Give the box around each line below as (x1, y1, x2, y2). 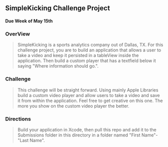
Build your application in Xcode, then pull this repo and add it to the (17, 126, 156, 132)
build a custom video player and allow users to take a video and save (17, 92, 160, 98)
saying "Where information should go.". (17, 63, 99, 69)
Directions (5, 115, 31, 122)
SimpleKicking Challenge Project (5, 4, 110, 12)
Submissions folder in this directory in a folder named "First (17, 132, 140, 138)
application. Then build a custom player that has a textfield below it (17, 57, 156, 64)
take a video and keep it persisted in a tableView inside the (17, 52, 139, 58)
